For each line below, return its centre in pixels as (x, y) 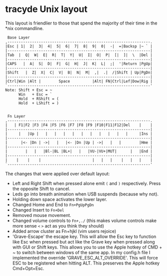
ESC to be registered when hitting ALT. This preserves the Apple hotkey (86, 263)
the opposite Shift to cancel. (41, 188)
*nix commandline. (24, 28)
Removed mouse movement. (42, 215)
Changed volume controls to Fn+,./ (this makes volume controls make (84, 220)
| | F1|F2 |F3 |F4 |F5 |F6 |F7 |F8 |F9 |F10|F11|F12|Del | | (79, 125)
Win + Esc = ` (35, 94)
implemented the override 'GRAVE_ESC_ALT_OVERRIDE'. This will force (85, 257)
